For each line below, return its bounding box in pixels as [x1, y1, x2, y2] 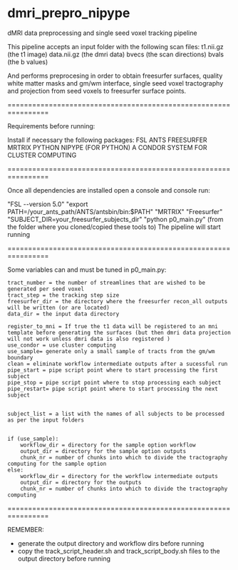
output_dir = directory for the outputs [20, 479, 142, 486]
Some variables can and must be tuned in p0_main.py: [7, 265, 167, 274]
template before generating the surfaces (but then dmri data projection [7, 329, 232, 336]
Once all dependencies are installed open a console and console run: [7, 185, 210, 194]
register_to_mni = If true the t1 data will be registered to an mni [7, 322, 219, 330]
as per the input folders [7, 416, 84, 424]
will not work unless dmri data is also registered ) [7, 335, 171, 342]
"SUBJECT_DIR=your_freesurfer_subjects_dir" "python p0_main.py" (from [7, 215, 224, 223]
